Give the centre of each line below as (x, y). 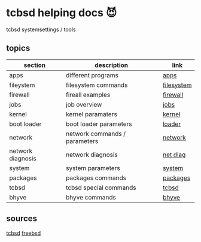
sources (22, 219)
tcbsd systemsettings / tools (41, 29)
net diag (174, 155)
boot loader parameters (99, 124)
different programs (92, 75)
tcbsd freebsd (23, 233)
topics (18, 48)
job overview (84, 104)
